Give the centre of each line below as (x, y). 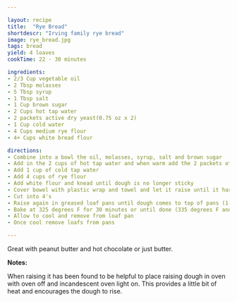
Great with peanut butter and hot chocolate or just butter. (90, 249)
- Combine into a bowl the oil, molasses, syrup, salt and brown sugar (115, 157)
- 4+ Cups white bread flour (50, 138)
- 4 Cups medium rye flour (47, 131)
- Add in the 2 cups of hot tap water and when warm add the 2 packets (115, 164)
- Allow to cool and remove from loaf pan (71, 216)
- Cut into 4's (30, 196)
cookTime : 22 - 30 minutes (47, 60)
